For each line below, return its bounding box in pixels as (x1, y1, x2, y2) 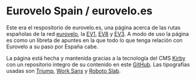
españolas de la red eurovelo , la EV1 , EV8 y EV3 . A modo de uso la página (6, 30, 189, 37)
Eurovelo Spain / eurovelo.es (6, 4, 153, 18)
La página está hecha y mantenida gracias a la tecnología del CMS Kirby (6, 54, 186, 61)
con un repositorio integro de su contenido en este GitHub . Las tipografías (6, 61, 191, 68)
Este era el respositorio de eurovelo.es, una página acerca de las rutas (6, 24, 181, 31)
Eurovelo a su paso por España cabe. (6, 43, 99, 50)
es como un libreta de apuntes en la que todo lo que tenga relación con (6, 36, 183, 44)
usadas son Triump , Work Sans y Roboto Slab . (6, 67, 121, 74)
